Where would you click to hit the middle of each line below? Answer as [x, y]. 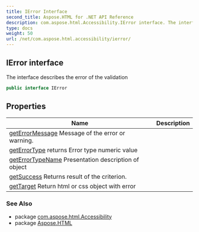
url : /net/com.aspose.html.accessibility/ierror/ [69, 39]
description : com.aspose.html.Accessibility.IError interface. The [91, 22]
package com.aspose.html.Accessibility [63, 217]
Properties [26, 107]
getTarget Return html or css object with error [73, 186]
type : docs [20, 28]
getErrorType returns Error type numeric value [73, 150]
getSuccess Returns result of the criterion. [68, 177]
